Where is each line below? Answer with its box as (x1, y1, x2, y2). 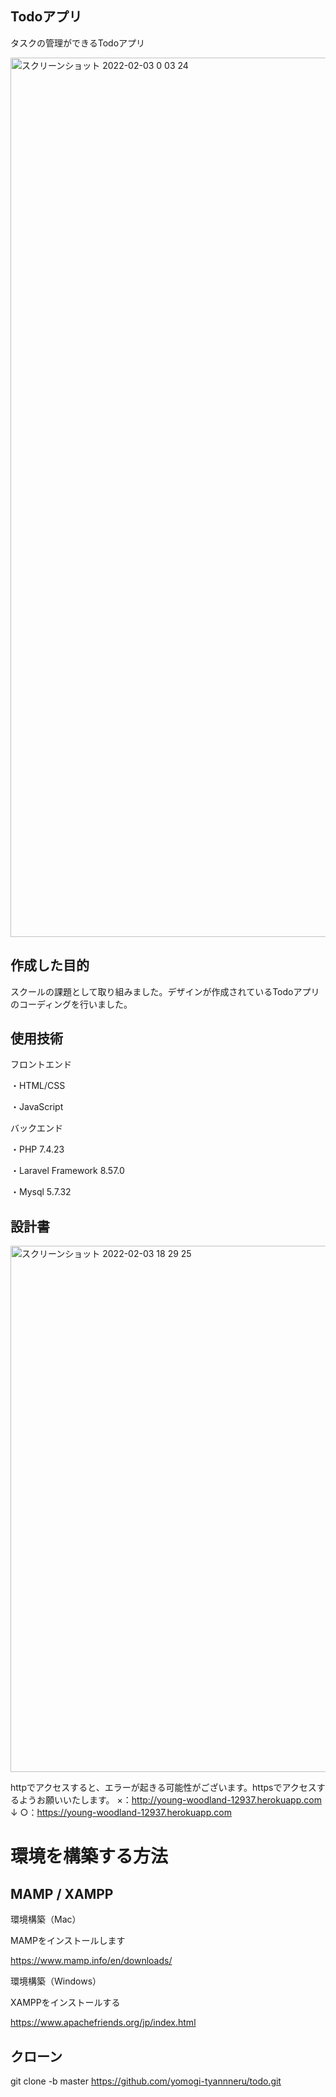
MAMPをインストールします (10, 1935, 126, 1947)
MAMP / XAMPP (10, 1885, 114, 1902)
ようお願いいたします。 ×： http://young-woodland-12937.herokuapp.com (18, 1794, 322, 1806)
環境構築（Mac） (10, 1913, 82, 1926)
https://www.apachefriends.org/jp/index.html (10, 2017, 197, 2029)
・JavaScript (10, 1101, 64, 1113)
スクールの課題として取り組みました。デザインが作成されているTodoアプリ (10, 985, 320, 997)
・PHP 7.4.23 (10, 1143, 65, 1156)
